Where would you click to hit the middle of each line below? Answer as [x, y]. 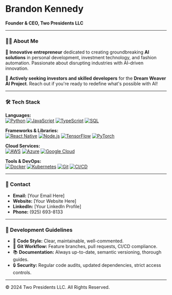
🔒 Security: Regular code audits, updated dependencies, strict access [87, 265]
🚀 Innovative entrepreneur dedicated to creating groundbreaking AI [77, 52]
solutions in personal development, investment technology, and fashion [81, 58]
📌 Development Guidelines [39, 230]
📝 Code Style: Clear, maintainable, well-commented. [68, 241]
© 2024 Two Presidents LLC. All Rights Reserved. [58, 287]
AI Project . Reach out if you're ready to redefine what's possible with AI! [81, 84]
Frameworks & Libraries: [32, 130]
